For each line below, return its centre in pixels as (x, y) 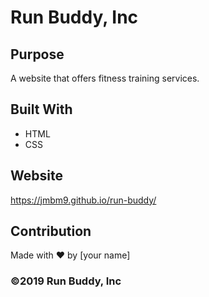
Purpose (37, 54)
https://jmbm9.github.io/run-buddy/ (83, 200)
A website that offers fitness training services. (105, 78)
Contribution (51, 231)
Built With (41, 109)
